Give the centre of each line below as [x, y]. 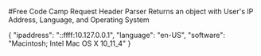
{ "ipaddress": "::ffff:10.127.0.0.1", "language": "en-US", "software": [117, 35]
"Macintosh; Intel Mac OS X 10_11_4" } [70, 43]
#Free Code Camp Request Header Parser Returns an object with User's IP [131, 11]
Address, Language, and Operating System [79, 20]
